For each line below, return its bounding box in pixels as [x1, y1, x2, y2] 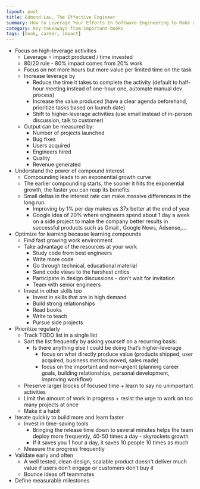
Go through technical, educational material [32, 262, 137, 269]
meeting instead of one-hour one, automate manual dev [45, 85, 183, 92]
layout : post [6, 8, 39, 15]
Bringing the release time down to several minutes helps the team [32, 427, 193, 434]
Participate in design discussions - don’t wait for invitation [32, 275, 176, 282]
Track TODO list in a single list [23, 331, 98, 339]
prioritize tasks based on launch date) [32, 104, 126, 111]
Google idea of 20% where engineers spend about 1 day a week [32, 212, 190, 219]
